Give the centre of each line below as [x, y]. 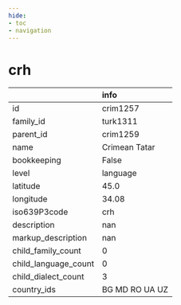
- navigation [30, 30]
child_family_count [47, 251]
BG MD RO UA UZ [135, 290]
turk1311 [120, 122]
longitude [30, 199]
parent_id [30, 135]
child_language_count [53, 264]
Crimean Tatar [128, 147]
